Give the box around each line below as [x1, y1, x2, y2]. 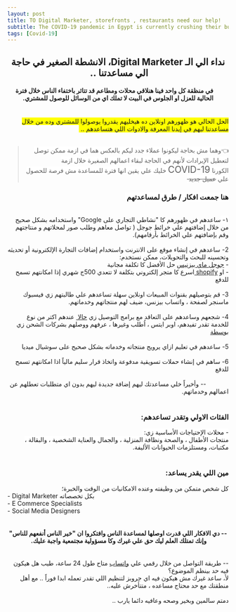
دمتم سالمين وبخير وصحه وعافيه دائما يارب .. [112, 596, 229, 604]
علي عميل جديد [188, 174, 229, 183]
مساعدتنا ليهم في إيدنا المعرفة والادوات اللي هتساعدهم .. [80, 124, 229, 133]
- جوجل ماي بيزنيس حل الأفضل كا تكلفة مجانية [107, 261, 229, 269]
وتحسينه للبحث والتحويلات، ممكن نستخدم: [119, 253, 229, 261]
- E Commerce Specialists [7, 499, 83, 507]
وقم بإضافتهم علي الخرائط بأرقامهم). [132, 230, 229, 239]
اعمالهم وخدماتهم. [181, 387, 229, 396]
